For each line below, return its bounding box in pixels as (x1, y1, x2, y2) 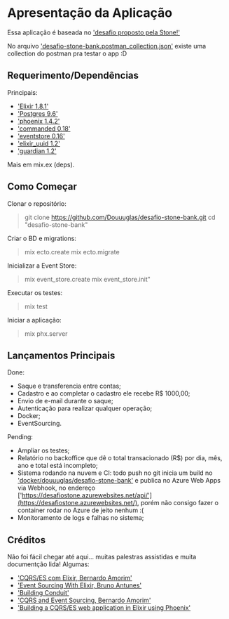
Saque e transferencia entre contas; (17, 382, 121, 391)
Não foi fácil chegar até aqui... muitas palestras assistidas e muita (7, 553, 197, 561)
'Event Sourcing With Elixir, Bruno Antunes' (17, 581, 142, 589)
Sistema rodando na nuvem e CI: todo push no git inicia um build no (17, 469, 213, 477)
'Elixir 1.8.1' (17, 102, 49, 110)
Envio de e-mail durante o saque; (17, 397, 113, 405)
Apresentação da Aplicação (7, 5, 173, 21)
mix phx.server (24, 329, 68, 338)
